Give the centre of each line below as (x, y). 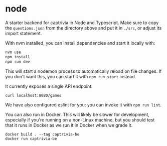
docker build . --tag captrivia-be (42, 134)
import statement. (24, 33)
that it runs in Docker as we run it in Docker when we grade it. (69, 125)
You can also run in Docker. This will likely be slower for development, (77, 115)
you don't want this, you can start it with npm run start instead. (71, 76)
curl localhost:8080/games (33, 95)
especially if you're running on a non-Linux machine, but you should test (80, 120)
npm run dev (18, 61)
